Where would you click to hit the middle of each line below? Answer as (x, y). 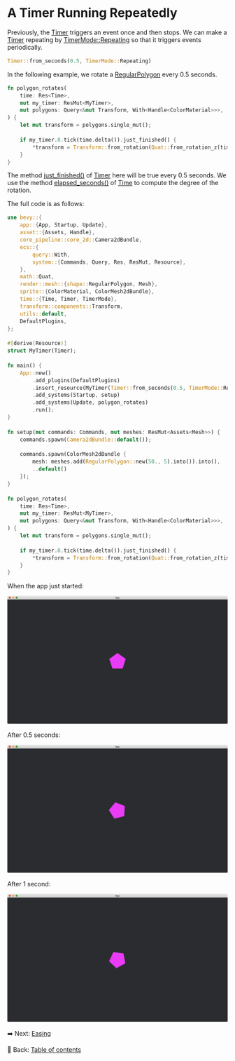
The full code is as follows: (46, 204)
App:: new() (36, 373)
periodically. (25, 47)
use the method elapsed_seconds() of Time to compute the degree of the (113, 183)
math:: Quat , (37, 277)
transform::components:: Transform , (72, 306)
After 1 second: (29, 884)
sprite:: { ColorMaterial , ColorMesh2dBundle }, (87, 292)
